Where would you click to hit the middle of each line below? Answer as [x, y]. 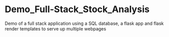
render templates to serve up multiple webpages [56, 28]
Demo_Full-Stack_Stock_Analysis [77, 9]
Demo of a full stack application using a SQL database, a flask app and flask [84, 23]
